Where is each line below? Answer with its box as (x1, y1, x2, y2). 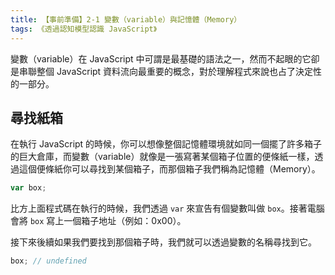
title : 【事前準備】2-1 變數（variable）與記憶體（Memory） (10, 14, 242, 25)
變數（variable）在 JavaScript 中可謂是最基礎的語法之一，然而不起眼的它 (10, 52, 312, 65)
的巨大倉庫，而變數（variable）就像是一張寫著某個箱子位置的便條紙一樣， (10, 151, 315, 163)
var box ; (10, 183, 47, 193)
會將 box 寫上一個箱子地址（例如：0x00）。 (10, 215, 187, 227)
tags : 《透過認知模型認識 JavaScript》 (10, 24, 158, 34)
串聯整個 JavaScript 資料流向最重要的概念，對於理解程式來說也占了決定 (18, 65, 314, 77)
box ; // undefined (10, 256, 87, 266)
